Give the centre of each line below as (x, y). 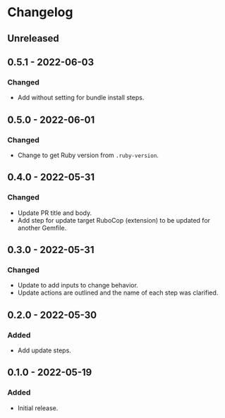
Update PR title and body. (55, 213)
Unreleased (34, 38)
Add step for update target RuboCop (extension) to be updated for (114, 220)
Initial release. (38, 408)
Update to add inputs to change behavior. (78, 285)
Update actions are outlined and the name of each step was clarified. (118, 293)
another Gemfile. (42, 228)
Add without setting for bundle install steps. (81, 98)
